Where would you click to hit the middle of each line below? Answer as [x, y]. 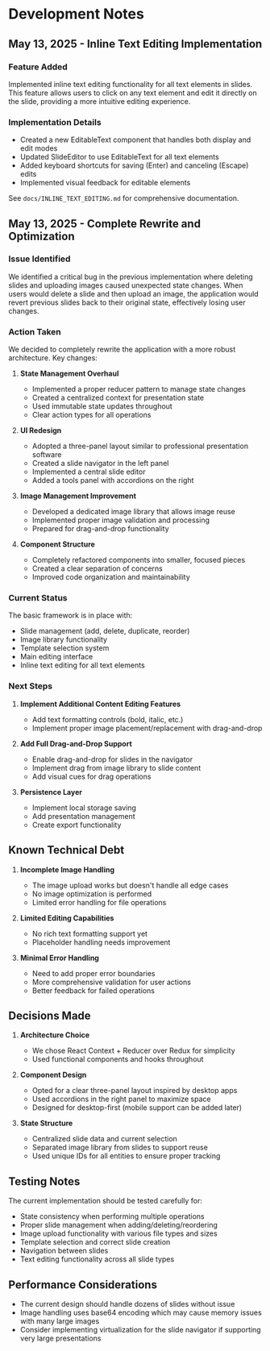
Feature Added [38, 67]
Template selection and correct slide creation [95, 1242]
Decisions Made [50, 1015]
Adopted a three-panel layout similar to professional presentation [140, 446]
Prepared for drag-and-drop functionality [100, 529]
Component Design [53, 1075]
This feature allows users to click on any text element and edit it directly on [133, 93]
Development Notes [77, 14]
